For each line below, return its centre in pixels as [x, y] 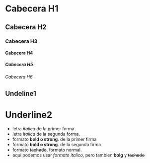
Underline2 [29, 115]
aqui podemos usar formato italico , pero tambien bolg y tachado [78, 155]
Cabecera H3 [21, 41]
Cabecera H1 [32, 9]
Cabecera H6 [19, 77]
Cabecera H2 [26, 27]
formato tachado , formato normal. [47, 150]
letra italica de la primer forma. [44, 128]
